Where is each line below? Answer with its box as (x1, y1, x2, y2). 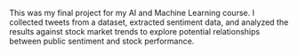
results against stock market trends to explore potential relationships (9, 27, 261, 36)
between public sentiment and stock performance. (9, 35, 195, 46)
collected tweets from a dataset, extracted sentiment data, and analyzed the (9, 17, 289, 27)
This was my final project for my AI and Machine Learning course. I (9, 8, 255, 18)
